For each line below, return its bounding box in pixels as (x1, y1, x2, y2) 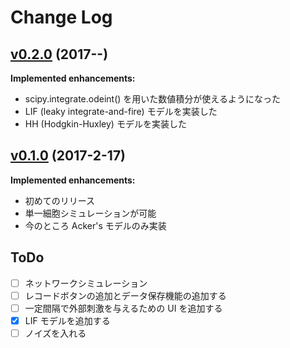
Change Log (10, 6, 113, 29)
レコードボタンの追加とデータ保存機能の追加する (24, 289, 227, 301)
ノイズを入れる (24, 327, 87, 339)
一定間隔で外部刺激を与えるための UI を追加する (24, 302, 223, 314)
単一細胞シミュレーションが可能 (24, 207, 157, 219)
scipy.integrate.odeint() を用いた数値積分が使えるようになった (24, 93, 281, 105)
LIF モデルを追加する (24, 314, 111, 326)
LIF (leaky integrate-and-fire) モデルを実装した (24, 106, 218, 117)
